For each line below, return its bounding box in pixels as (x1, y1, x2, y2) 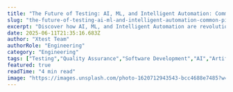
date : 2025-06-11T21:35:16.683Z (7, 29, 101, 37)
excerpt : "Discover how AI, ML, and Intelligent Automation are (7, 23, 197, 30)
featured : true (7, 62, 51, 68)
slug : (7, 17, 23, 24)
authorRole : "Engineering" (7, 42, 85, 49)
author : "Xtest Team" (7, 36, 70, 43)
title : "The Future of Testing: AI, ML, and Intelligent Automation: (7, 10, 213, 17)
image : (7, 74, 26, 82)
